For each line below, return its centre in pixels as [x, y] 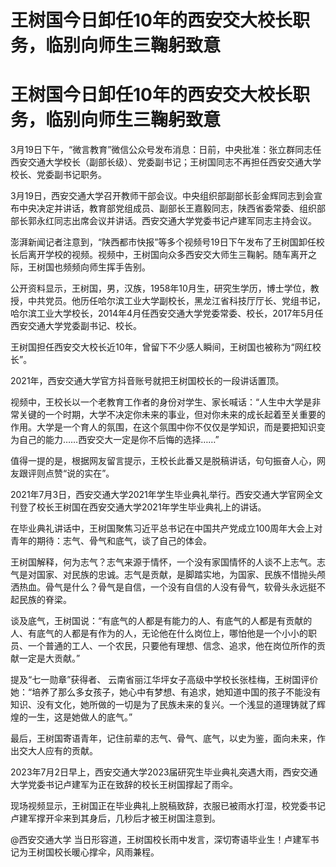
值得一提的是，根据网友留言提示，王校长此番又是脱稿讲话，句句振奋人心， [163, 461]
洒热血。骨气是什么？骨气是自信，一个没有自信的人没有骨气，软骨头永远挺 [163, 587]
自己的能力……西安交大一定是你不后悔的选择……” [119, 440]
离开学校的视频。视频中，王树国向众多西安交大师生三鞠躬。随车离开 [167, 255]
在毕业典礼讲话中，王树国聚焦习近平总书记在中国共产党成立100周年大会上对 [166, 528]
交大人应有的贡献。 [58, 751]
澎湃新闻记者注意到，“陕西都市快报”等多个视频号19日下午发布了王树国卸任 [163, 242]
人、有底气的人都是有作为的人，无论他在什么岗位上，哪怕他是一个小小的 [159, 633]
